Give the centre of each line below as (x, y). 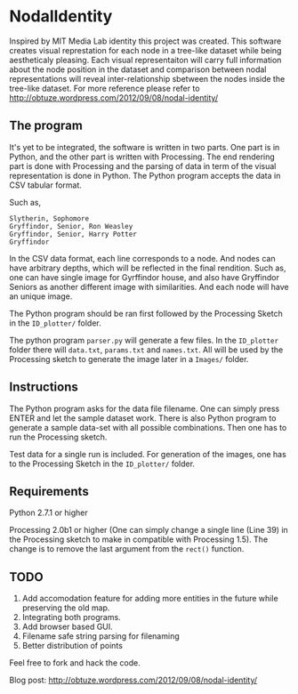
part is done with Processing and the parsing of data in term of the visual (143, 165)
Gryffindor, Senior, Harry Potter (73, 234)
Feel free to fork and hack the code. (75, 663)
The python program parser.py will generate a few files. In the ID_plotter (144, 340)
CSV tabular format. (46, 185)
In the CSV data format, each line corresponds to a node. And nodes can (142, 258)
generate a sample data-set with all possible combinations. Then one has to (148, 427)
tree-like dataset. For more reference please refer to (105, 88)
